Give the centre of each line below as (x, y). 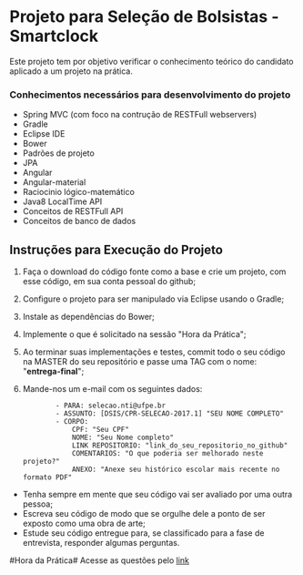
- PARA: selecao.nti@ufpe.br (111, 406)
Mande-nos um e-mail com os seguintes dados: (112, 389)
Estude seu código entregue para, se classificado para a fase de (143, 533)
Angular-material (54, 182)
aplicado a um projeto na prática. (71, 71)
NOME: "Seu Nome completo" (123, 438)
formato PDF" (47, 477)
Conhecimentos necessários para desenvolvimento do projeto (150, 95)
